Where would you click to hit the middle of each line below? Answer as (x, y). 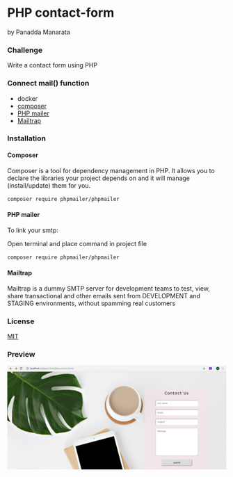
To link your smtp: (33, 230)
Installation (27, 138)
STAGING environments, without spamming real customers (91, 303)
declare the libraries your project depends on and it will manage (98, 178)
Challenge (25, 50)
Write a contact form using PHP (53, 65)
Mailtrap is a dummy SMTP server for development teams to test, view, (109, 288)
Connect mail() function (48, 83)
